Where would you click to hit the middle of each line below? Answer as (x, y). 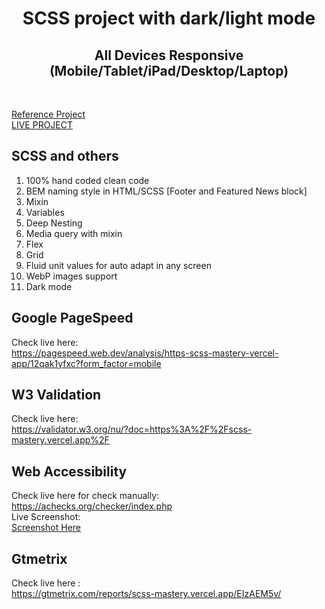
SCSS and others (65, 156)
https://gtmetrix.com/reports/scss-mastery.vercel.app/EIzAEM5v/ (146, 594)
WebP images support (71, 276)
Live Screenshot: (46, 517)
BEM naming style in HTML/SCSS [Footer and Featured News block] (166, 191)
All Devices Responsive (169, 55)
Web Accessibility (69, 471)
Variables (45, 212)
